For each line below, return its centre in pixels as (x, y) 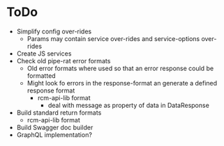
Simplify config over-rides (54, 31)
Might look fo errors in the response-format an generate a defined (122, 83)
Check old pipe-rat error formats (64, 60)
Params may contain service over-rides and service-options (113, 38)
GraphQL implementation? (54, 135)
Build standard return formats (59, 113)
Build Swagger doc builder (55, 127)
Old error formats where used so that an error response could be (120, 68)
